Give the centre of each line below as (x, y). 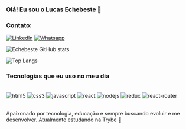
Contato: (19, 25)
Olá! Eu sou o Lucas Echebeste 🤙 (54, 9)
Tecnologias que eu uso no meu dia (58, 76)
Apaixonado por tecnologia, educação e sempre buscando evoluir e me (93, 114)
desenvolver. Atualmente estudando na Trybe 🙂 (64, 120)
